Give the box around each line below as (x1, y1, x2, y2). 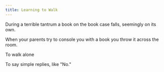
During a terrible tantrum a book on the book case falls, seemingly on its (5, 21, 156, 27)
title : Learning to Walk (5, 7, 58, 13)
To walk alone (5, 51, 35, 57)
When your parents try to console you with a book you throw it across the (5, 36, 159, 42)
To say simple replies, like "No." (5, 61, 72, 67)
